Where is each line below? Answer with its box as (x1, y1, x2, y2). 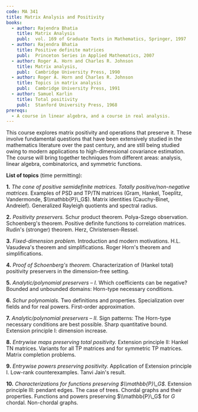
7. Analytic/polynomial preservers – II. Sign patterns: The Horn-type (6, 315, 171, 322)
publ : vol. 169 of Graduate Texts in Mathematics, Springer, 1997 (17, 36, 186, 42)
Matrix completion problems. (6, 351, 76, 358)
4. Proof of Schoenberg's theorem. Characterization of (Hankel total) (6, 261, 174, 269)
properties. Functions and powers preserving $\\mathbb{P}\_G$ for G (6, 393, 176, 400)
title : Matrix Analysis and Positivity (6, 14, 105, 20)
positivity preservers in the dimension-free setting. (6, 268, 130, 275)
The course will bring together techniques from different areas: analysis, (6, 154, 182, 161)
